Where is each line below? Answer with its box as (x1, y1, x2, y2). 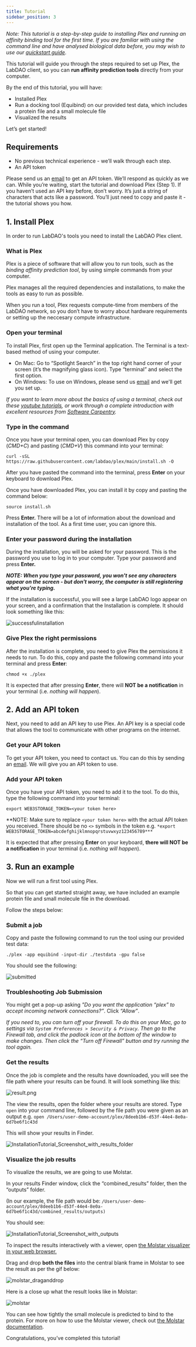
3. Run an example (6, 862, 75, 872)
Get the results (6, 1058, 49, 1066)
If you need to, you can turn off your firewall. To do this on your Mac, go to (6, 1019, 187, 1026)
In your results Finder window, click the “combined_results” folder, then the (6, 1180, 187, 1187)
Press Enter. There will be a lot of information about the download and (6, 514, 176, 521)
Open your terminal (6, 329, 63, 337)
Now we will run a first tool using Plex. (6, 877, 98, 884)
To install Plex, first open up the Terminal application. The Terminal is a (6, 342, 177, 349)
